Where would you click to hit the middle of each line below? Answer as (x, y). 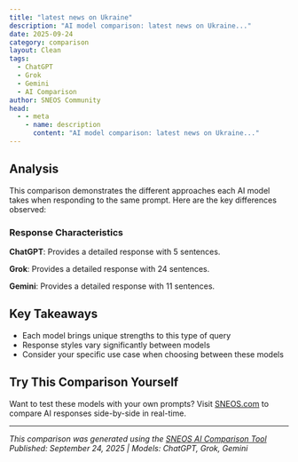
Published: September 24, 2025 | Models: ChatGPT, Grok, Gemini (129, 448)
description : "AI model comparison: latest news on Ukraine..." (130, 26)
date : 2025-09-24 (41, 34)
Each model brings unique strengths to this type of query (126, 335)
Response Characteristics (67, 232)
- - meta (33, 116)
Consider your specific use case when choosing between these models (153, 354)
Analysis (34, 169)
